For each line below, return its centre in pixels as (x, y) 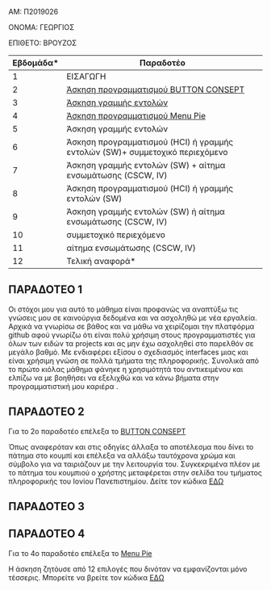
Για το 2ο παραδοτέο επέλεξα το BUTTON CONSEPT (97, 431)
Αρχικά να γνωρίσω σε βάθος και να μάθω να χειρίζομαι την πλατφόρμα (131, 326)
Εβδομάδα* (35, 63)
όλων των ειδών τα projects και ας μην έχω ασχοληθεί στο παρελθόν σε (131, 343)
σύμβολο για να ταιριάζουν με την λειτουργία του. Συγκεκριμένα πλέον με (134, 464)
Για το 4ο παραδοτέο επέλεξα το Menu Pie (80, 553)
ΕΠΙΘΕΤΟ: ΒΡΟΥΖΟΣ (43, 43)
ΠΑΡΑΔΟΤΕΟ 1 (46, 290)
